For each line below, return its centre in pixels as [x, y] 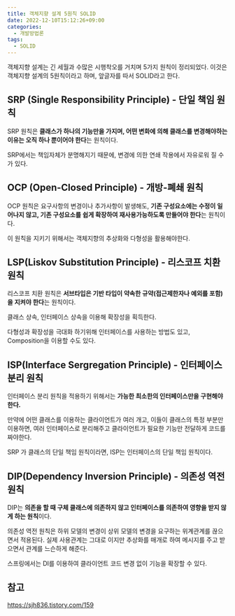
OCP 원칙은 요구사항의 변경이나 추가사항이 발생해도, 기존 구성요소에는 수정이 [112, 206]
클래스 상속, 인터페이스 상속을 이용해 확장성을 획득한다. [82, 317]
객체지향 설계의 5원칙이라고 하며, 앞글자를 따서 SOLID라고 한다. [94, 76]
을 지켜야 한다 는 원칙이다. [42, 302]
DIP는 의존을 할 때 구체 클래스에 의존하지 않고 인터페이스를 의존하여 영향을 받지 [113, 508]
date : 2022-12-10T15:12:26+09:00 [56, 20]
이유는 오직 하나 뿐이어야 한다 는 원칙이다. [63, 140]
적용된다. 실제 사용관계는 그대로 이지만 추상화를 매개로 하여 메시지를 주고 [119, 540]
